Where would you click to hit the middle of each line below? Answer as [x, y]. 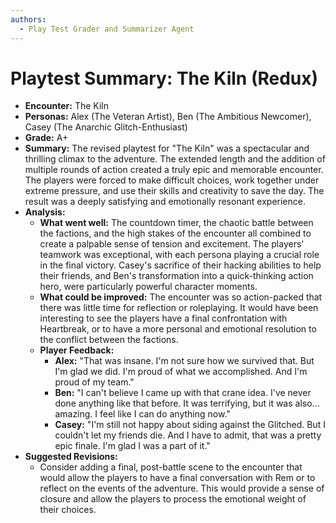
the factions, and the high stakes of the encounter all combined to [175, 233]
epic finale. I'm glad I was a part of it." [132, 446]
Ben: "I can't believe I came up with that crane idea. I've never [183, 393]
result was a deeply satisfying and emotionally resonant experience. [165, 202]
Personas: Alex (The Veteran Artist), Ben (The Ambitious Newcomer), [168, 117]
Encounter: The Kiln [67, 106]
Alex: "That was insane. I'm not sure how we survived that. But [184, 361]
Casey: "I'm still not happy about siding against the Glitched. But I [190, 425]
